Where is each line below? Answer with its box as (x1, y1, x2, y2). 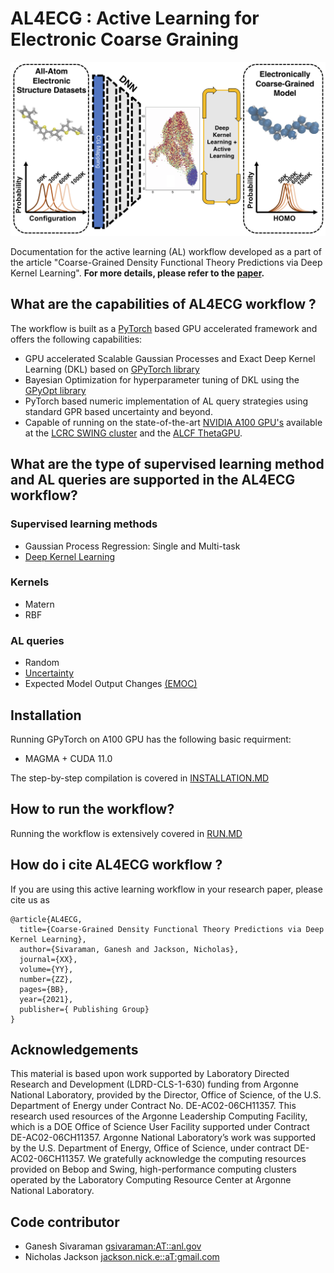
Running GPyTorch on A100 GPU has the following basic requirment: (10, 733, 292, 745)
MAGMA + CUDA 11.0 (24, 752, 113, 764)
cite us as (10, 893, 50, 906)
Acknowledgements (10, 1041, 139, 1058)
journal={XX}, (19, 954, 78, 964)
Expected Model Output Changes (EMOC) (24, 678, 198, 690)
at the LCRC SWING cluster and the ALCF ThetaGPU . (24, 427, 243, 439)
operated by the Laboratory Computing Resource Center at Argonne (10, 1174, 292, 1186)
